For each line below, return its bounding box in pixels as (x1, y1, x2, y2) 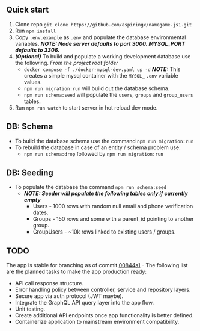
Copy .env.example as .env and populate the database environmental (14, 33, 186, 41)
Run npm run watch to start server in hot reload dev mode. (14, 104, 158, 111)
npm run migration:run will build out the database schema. (23, 84, 170, 92)
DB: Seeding (6, 168, 54, 178)
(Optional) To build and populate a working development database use (14, 52, 191, 60)
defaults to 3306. (14, 46, 60, 54)
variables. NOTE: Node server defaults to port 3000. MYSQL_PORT (14, 40, 185, 47)
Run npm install (14, 27, 56, 34)
